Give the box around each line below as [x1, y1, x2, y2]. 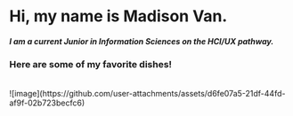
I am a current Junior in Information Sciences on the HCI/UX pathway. [9, 35, 274, 46]
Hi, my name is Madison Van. [9, 6, 228, 27]
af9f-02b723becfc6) [9, 97, 85, 108]
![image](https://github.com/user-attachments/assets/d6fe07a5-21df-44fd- [9, 88, 286, 98]
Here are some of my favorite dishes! [9, 58, 172, 71]
